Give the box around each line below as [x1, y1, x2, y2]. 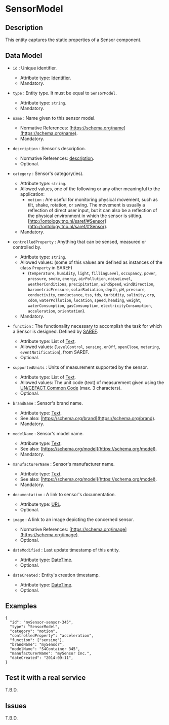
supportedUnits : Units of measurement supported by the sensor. [12, 364, 148, 370]
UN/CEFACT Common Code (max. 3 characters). [20, 385, 122, 391]
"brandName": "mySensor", [10, 642, 65, 647]
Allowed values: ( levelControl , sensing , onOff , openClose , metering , [20, 343, 160, 350]
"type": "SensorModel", [10, 624, 60, 629]
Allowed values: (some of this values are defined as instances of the [20, 259, 163, 265]
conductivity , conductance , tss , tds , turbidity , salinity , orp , [27, 291, 156, 297]
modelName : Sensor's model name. [12, 430, 84, 436]
